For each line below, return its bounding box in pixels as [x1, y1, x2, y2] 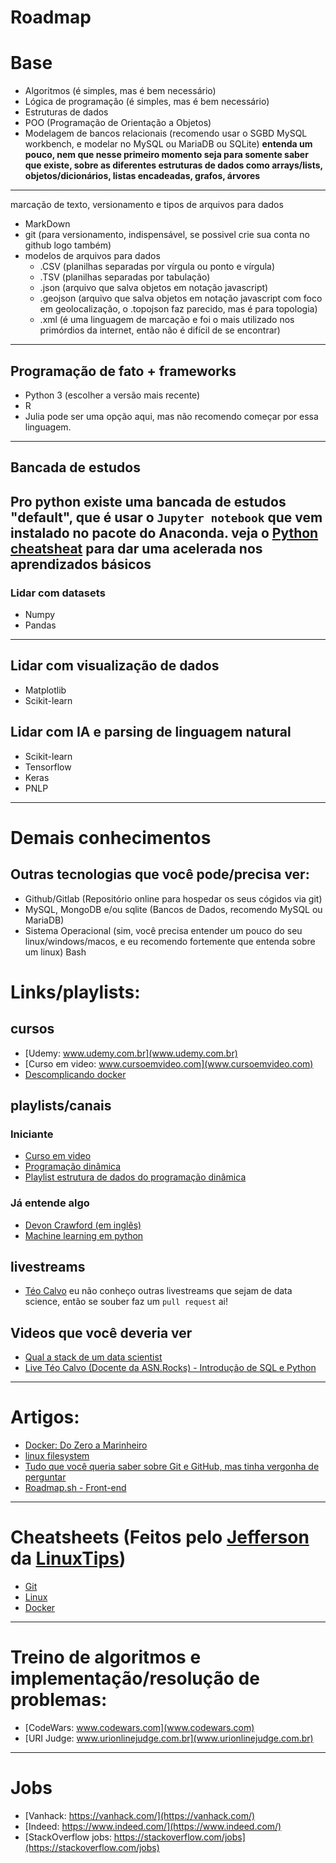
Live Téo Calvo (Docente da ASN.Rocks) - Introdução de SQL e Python [24, 1362, 317, 1374]
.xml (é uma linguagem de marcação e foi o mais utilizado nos [39, 314, 295, 326]
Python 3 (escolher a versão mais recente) [24, 389, 201, 401]
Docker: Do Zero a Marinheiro [24, 1439, 148, 1451]
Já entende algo [10, 1196, 90, 1210]
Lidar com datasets [10, 586, 106, 600]
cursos [10, 1021, 55, 1038]
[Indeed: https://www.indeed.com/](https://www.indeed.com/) [24, 1821, 282, 1832]
